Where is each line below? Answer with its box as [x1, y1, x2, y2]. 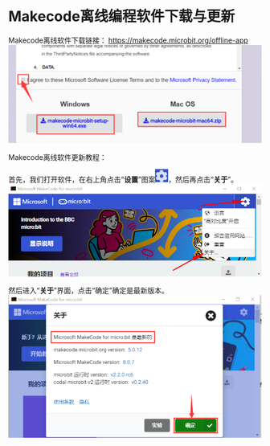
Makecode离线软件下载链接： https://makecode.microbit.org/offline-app [8, 35, 249, 45]
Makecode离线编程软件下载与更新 [8, 7, 235, 26]
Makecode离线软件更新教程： [8, 153, 107, 162]
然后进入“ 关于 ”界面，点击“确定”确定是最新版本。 [8, 286, 169, 296]
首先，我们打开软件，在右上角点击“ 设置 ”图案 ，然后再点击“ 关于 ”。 [8, 174, 239, 185]
